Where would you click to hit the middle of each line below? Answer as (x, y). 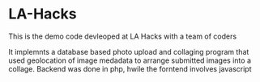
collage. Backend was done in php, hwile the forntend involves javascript (130, 68)
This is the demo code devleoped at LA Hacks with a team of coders (123, 36)
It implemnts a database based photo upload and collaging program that (129, 51)
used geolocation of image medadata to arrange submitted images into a (130, 60)
